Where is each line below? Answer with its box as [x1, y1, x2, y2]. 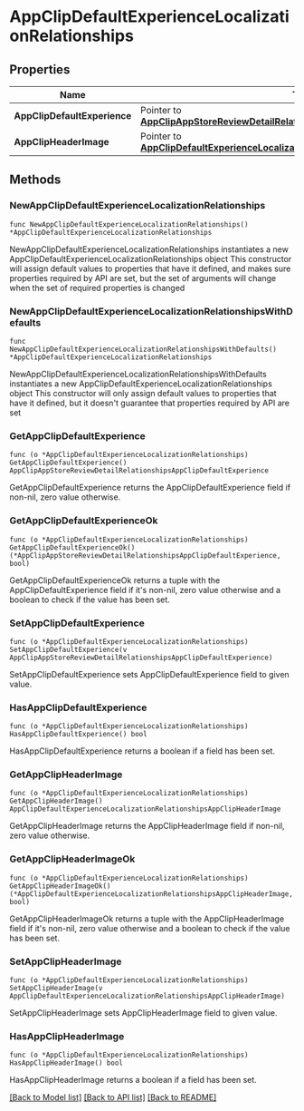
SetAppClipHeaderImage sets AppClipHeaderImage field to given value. [9, 1008, 278, 1018]
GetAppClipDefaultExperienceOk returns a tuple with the [9, 574, 221, 586]
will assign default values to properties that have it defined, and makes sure [9, 263, 291, 274]
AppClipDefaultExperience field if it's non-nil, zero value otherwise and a [9, 584, 281, 595]
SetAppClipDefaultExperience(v [9, 645, 128, 654]
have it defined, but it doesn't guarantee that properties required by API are [9, 397, 290, 408]
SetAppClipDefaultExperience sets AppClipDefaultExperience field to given [9, 668, 290, 679]
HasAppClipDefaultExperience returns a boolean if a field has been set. [9, 746, 276, 756]
